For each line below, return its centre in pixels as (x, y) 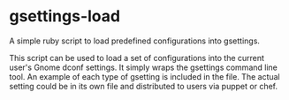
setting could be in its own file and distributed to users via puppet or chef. (144, 86)
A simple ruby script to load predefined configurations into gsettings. (135, 41)
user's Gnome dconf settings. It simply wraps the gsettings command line (144, 67)
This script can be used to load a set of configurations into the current (137, 58)
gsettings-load (65, 16)
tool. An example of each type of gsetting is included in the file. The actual (144, 76)
